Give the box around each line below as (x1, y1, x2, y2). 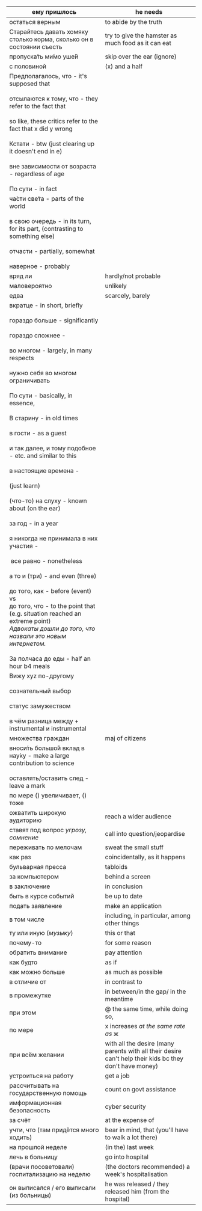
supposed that (9, 79, 50, 88)
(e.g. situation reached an (9, 610, 82, 618)
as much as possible (105, 968, 163, 976)
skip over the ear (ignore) (105, 52, 177, 61)
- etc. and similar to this (9, 452, 77, 459)
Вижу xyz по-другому (9, 672, 75, 680)
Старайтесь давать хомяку (9, 28, 88, 35)
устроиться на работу (9, 1072, 74, 1080)
